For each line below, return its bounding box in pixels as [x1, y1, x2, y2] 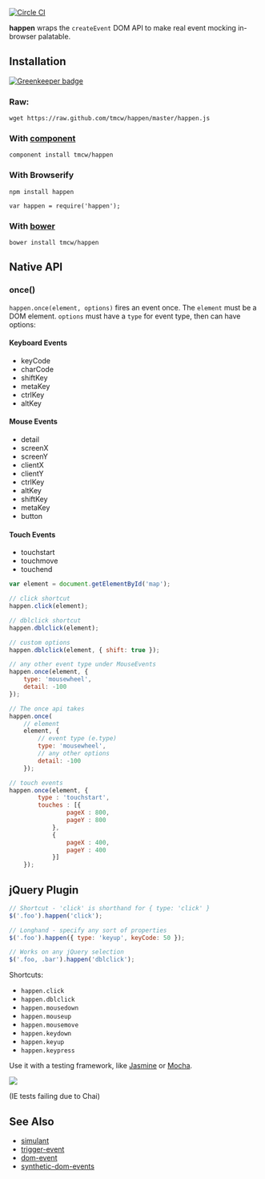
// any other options [38, 750, 110, 758]
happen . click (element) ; [9, 602, 89, 610]
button [20, 512, 43, 521]
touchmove [20, 556, 58, 565]
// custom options [9, 638, 70, 646]
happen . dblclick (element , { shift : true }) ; [9, 646, 160, 654]
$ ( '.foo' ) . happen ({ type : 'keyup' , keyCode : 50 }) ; [9, 934, 185, 942]
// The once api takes [9, 704, 85, 713]
